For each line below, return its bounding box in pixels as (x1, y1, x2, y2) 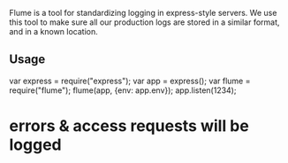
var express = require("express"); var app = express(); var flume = (9, 75, 251, 86)
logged (9, 135, 62, 154)
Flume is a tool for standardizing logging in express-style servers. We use (9, 8, 277, 18)
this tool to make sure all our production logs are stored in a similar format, (9, 17, 280, 27)
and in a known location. (9, 27, 99, 36)
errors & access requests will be (9, 116, 249, 136)
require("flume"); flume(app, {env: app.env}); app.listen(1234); (9, 84, 237, 96)
